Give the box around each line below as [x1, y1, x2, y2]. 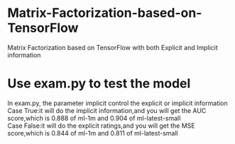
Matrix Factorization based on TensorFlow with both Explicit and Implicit [7, 43, 218, 52]
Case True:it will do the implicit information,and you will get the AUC [7, 106, 207, 114]
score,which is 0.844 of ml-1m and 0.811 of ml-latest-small [7, 128, 179, 137]
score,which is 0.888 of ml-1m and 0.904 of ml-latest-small [7, 114, 181, 122]
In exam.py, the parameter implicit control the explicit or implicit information [7, 99, 229, 107]
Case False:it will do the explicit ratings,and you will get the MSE [7, 121, 195, 130]
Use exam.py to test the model [7, 76, 191, 92]
